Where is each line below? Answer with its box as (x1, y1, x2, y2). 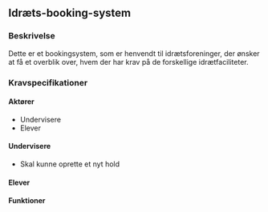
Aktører (8, 97, 35, 106)
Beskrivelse (8, 30, 55, 42)
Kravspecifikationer (8, 77, 88, 88)
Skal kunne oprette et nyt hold (19, 159, 120, 169)
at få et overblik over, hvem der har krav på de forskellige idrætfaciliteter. (8, 57, 249, 66)
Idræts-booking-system (8, 6, 131, 20)
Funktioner (8, 196, 46, 206)
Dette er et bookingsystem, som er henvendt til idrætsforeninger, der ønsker (8, 48, 260, 58)
